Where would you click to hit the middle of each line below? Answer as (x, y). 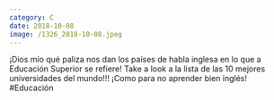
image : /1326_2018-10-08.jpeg (66, 34)
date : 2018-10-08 (42, 26)
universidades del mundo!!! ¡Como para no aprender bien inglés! (128, 79)
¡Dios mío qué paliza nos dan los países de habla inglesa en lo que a (136, 60)
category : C (31, 17)
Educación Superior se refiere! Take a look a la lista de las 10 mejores (137, 69)
